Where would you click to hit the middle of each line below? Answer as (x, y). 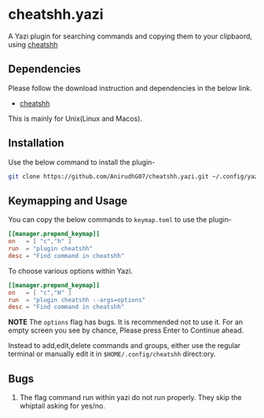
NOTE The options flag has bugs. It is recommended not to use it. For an (126, 322)
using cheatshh (33, 44)
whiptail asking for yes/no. (62, 406)
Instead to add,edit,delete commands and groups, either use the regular (125, 346)
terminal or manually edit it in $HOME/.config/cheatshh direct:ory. (112, 354)
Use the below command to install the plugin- (82, 162)
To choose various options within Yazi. (71, 271)
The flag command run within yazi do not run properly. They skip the (130, 398)
